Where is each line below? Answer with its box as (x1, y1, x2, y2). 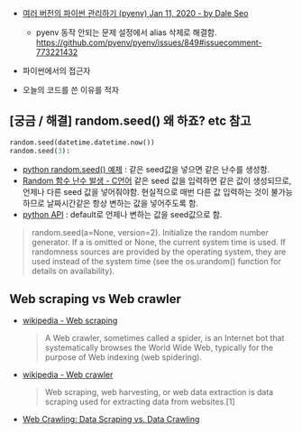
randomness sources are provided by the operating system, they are (31, 246, 287, 257)
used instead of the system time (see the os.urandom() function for (31, 255, 281, 266)
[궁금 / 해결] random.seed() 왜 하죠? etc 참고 (9, 114, 252, 129)
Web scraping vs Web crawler (9, 291, 182, 307)
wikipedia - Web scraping (22, 315, 118, 327)
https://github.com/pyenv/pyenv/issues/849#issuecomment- (35, 37, 263, 48)
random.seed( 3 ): (9, 146, 70, 155)
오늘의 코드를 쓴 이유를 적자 (22, 85, 120, 95)
